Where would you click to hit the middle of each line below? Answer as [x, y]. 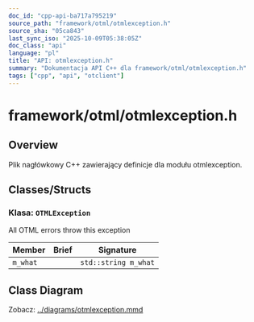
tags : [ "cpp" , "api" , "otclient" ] [67, 76]
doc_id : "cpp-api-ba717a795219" [62, 16]
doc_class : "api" [37, 46]
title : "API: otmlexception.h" [61, 61]
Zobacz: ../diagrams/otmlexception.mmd [76, 310]
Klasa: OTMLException [50, 213]
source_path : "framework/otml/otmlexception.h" [90, 23]
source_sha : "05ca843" [46, 31]
